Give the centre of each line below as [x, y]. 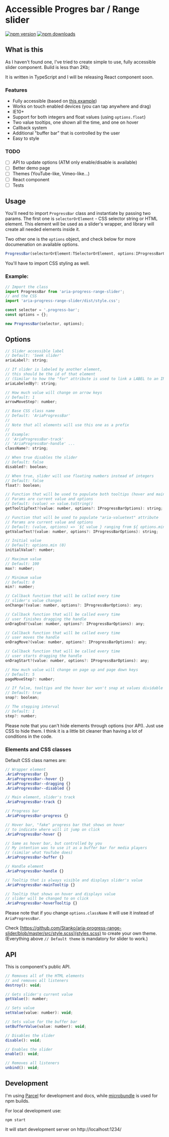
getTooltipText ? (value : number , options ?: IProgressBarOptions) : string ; [84, 509]
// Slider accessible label [35, 351]
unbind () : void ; [22, 1068]
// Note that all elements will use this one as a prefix [67, 425]
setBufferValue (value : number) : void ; [46, 1026]
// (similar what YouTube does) [39, 853]
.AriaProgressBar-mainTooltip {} [40, 885]
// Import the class [27, 287]
